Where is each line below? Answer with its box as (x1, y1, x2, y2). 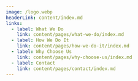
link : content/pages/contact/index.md (17, 65, 116, 72)
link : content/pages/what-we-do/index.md (17, 32, 124, 38)
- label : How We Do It (11, 37, 69, 43)
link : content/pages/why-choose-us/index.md (17, 54, 132, 60)
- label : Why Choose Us (11, 49, 72, 55)
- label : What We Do (11, 26, 64, 32)
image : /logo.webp (6, 9, 53, 15)
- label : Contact (11, 60, 56, 66)
